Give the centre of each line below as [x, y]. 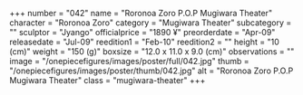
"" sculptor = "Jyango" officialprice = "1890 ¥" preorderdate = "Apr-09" [142, 32]
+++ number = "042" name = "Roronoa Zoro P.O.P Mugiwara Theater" [141, 13]
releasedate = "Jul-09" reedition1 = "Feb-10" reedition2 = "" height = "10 [144, 42]
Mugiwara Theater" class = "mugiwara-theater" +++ [108, 80]
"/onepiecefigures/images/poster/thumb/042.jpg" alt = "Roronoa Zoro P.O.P [151, 71]
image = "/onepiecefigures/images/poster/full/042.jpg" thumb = [129, 61]
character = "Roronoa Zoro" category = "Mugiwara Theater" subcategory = [151, 23]
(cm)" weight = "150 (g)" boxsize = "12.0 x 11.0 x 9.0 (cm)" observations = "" [152, 52]
